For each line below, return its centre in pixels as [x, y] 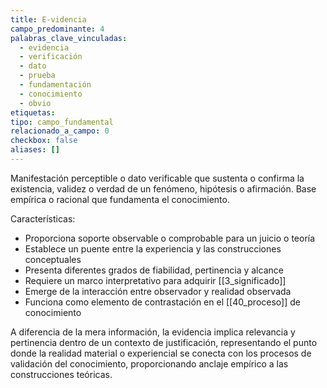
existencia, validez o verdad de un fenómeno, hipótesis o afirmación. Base [163, 188]
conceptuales [53, 259]
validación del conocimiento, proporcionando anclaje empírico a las [149, 363]
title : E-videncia [48, 19]
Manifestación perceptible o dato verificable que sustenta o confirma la [157, 178]
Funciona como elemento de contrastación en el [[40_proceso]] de [162, 302]
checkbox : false [44, 141]
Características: [43, 218]
